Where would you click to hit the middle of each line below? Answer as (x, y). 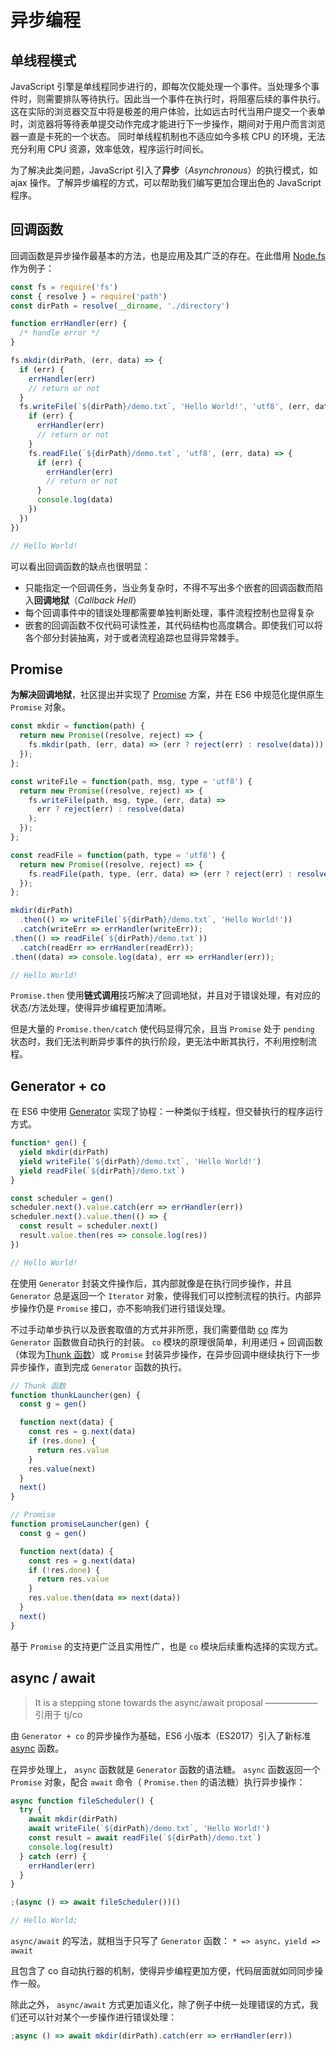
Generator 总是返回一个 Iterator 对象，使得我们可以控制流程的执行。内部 (161, 1295)
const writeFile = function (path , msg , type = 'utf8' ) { (131, 781)
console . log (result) (71, 1847)
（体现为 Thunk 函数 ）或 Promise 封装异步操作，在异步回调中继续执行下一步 (165, 1354)
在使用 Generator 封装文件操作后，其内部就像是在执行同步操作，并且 (151, 1283)
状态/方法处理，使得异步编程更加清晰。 (91, 1008)
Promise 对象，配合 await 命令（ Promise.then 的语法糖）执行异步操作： (158, 1782)
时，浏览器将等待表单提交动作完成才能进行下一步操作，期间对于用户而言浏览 (168, 124)
